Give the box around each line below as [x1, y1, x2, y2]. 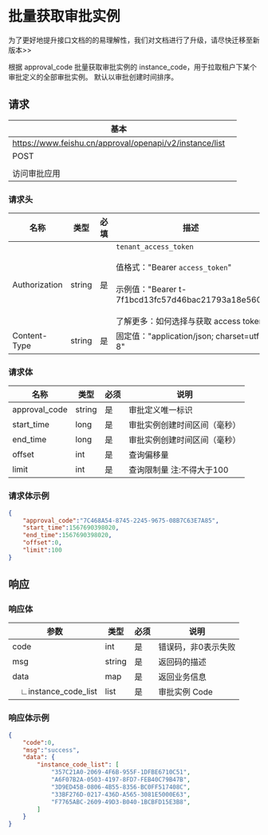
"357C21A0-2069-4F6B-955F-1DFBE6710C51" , [50, 768, 191, 777]
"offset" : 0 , [22, 539, 62, 547]
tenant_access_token [115, 243, 194, 251]
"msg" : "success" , [22, 746, 81, 754]
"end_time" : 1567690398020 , [22, 532, 112, 540]
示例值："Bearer [115, 284, 177, 295]
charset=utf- [215, 330, 265, 342]
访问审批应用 [12, 168, 61, 179]
